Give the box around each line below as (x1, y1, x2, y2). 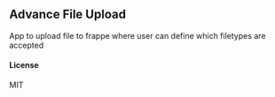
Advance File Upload (9, 7, 127, 22)
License (9, 60, 40, 71)
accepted (9, 40, 44, 50)
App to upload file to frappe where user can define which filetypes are (9, 30, 266, 41)
